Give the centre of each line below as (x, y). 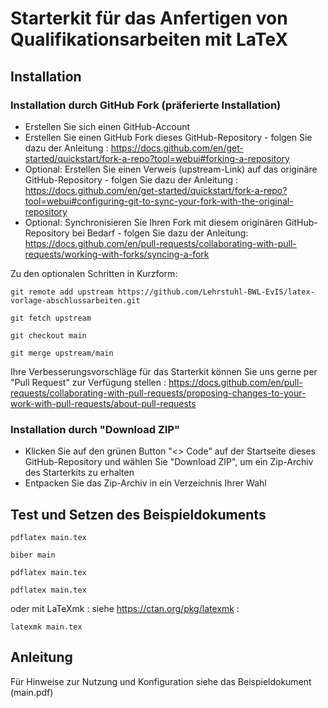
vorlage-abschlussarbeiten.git (75, 300)
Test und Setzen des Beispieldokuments (138, 514)
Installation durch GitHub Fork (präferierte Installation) (146, 105)
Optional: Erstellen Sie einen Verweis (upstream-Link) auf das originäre (171, 169)
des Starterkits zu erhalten (79, 473)
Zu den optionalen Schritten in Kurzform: (94, 273)
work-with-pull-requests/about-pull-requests (103, 403)
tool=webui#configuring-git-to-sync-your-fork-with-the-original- (159, 201)
